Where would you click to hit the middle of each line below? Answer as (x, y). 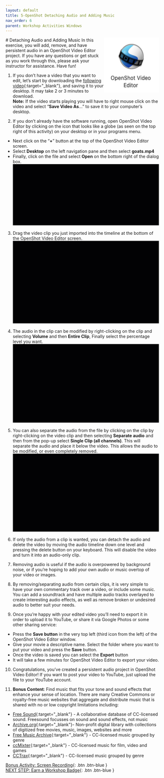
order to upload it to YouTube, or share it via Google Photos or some (81, 620)
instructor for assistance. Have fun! (41, 66)
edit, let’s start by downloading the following (57, 81)
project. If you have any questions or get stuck (52, 56)
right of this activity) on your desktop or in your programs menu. (77, 132)
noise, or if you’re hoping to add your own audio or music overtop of (81, 569)
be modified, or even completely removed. (55, 451)
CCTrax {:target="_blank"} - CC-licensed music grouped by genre (78, 756)
